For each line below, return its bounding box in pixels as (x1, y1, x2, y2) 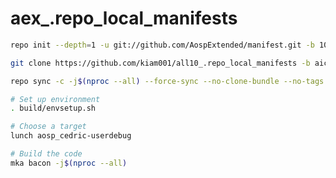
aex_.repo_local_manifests (10, 7, 238, 30)
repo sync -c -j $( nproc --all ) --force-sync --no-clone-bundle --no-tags (10, 76, 325, 86)
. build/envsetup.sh (10, 103, 97, 114)
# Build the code (10, 149, 83, 159)
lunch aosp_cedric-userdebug (10, 131, 132, 141)
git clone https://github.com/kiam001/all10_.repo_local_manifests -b (10, 58, 311, 68)
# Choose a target (10, 122, 87, 132)
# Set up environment (10, 94, 101, 104)
